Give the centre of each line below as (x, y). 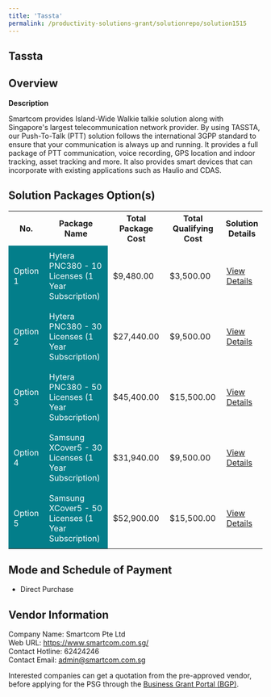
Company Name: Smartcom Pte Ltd (67, 634)
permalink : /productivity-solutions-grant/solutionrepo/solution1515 (128, 23)
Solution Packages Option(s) (82, 196)
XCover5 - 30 (75, 447)
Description (29, 103)
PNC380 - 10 (75, 266)
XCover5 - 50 (75, 508)
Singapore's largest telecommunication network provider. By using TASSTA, (134, 127)
